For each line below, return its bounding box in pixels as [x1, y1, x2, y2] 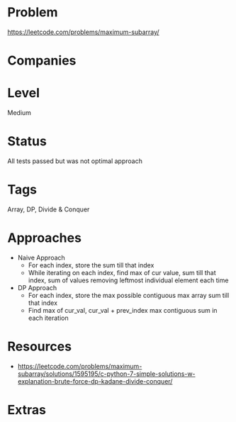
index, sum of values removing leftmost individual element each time [28, 276, 229, 284]
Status [7, 133, 47, 150]
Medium [7, 109, 32, 117]
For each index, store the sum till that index [28, 260, 154, 270]
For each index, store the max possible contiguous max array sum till [28, 291, 230, 299]
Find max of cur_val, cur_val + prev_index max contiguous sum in [28, 306, 218, 314]
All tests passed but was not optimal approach [7, 157, 143, 165]
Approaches [7, 230, 82, 246]
